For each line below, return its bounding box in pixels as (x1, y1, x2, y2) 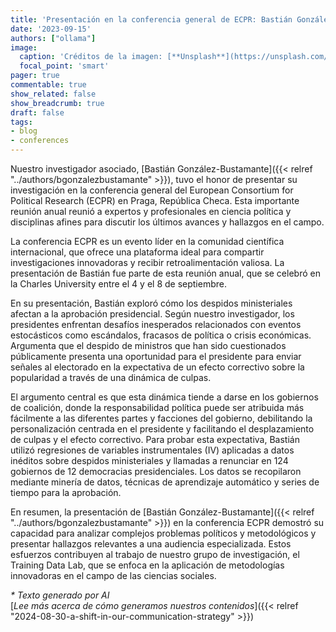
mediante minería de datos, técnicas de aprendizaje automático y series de (10, 476, 320, 488)
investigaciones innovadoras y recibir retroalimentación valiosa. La (10, 257, 285, 268)
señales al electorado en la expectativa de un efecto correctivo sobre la (10, 361, 305, 373)
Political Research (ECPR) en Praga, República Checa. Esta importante (10, 195, 300, 206)
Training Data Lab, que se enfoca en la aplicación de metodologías (10, 559, 285, 571)
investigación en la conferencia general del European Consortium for (10, 184, 294, 196)
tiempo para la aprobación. (10, 487, 122, 498)
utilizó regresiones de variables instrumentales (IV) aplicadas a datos (10, 444, 295, 456)
